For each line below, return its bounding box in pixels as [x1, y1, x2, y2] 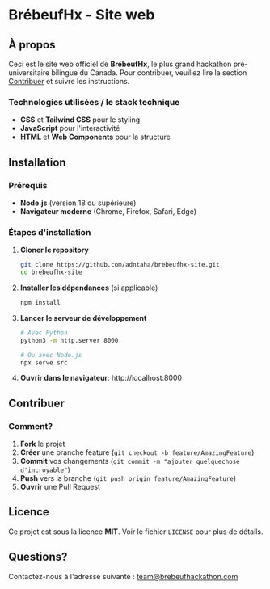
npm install [19, 299, 61, 307]
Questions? [8, 550, 68, 564]
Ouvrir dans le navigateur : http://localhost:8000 [19, 373, 183, 383]
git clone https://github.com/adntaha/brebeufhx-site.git [19, 261, 220, 269]
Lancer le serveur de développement [19, 313, 147, 322]
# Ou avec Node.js [19, 351, 82, 359]
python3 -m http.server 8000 [19, 336, 119, 344]
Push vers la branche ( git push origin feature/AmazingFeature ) [19, 473, 237, 483]
